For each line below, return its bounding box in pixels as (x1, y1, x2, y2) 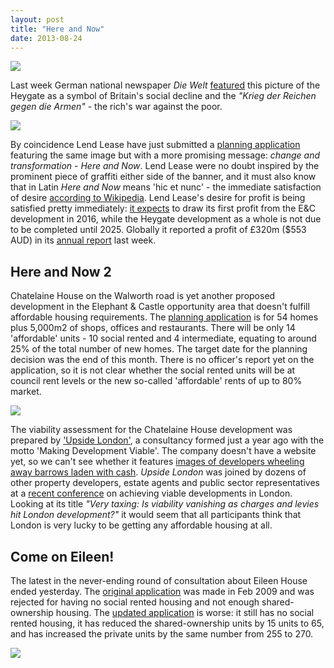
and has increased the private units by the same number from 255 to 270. (10, 628, 314, 640)
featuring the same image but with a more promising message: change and (10, 149, 320, 161)
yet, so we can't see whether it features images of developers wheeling (10, 456, 305, 468)
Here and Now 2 (10, 263, 112, 280)
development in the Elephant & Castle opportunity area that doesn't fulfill (10, 301, 310, 313)
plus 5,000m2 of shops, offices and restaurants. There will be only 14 (10, 322, 296, 334)
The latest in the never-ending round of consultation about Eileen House (10, 575, 308, 586)
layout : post (10, 14, 65, 25)
